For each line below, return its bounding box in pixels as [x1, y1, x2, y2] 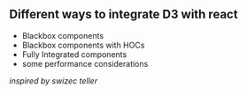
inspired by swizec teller [9, 75, 98, 86]
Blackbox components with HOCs [21, 40, 145, 50]
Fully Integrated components [21, 48, 127, 60]
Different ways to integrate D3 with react [9, 7, 238, 22]
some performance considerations [21, 58, 149, 69]
